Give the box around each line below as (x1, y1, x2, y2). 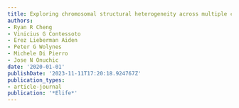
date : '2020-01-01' (7, 63, 65, 70)
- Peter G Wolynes (7, 43, 62, 50)
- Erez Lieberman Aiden (7, 37, 78, 44)
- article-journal (7, 83, 62, 90)
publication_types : (7, 76, 65, 84)
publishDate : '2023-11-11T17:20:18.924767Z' (7, 70, 142, 77)
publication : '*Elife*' (7, 90, 78, 97)
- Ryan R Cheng (7, 23, 53, 31)
